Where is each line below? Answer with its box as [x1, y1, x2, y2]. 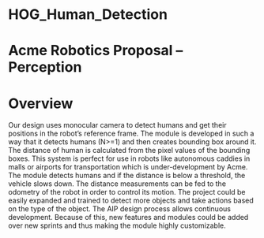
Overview [8, 95, 74, 112]
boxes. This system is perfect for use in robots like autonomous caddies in [8, 154, 251, 163]
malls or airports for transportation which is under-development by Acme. [8, 162, 248, 172]
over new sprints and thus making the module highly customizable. [8, 221, 227, 230]
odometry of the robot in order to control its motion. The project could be [8, 188, 247, 197]
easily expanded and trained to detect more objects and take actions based [8, 195, 255, 206]
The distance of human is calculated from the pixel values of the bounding [8, 146, 251, 155]
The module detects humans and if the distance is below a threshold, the [8, 171, 246, 180]
